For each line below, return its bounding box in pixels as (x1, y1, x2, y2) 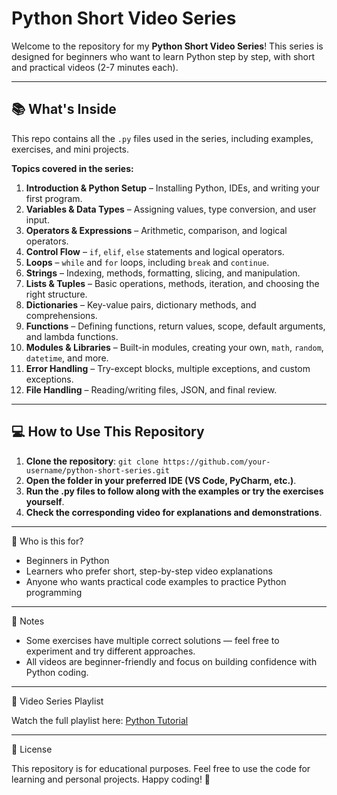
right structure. (25, 288, 88, 300)
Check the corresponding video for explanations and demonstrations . (25, 506, 323, 518)
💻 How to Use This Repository (11, 423, 205, 441)
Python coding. (25, 666, 89, 678)
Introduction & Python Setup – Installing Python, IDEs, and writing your (25, 182, 321, 194)
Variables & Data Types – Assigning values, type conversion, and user (25, 203, 317, 215)
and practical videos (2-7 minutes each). (11, 61, 179, 73)
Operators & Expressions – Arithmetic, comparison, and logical (25, 224, 288, 236)
